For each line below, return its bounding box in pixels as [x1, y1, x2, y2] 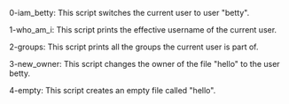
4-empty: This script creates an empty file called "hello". [9, 85, 216, 95]
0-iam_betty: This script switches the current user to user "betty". [9, 8, 250, 18]
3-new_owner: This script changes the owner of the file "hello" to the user [9, 59, 281, 69]
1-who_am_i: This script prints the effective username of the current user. [9, 25, 277, 34]
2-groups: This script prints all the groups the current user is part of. [9, 41, 259, 52]
